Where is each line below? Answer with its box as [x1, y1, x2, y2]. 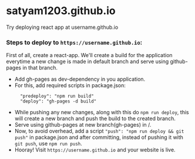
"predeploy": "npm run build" [20, 93, 94, 100]
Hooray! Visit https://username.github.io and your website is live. [14, 146, 176, 154]
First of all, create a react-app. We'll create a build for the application [6, 52, 173, 59]
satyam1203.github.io [6, 4, 116, 18]
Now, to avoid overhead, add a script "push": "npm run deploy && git [14, 128, 184, 135]
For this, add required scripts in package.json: [14, 82, 126, 89]
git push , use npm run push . [14, 140, 82, 147]
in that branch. [22, 64, 58, 71]
